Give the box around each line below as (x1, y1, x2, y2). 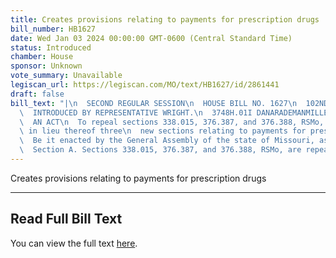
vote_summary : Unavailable (10, 71, 123, 81)
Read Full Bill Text (10, 211, 123, 228)
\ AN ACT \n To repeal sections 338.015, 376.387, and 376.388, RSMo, (19, 117, 325, 127)
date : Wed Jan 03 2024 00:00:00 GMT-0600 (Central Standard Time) (10, 33, 293, 43)
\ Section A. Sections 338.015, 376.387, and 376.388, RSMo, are (19, 145, 302, 155)
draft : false (10, 89, 65, 99)
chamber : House (10, 52, 74, 62)
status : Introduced (10, 42, 92, 53)
